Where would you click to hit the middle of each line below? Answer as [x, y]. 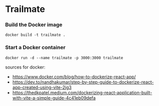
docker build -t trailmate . [35, 35]
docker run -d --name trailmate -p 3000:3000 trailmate [64, 58]
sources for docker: [25, 67]
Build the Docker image [34, 25]
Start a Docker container [35, 47]
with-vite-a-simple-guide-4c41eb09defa [54, 98]
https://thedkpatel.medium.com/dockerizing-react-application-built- [82, 93]
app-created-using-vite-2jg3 [42, 87]
